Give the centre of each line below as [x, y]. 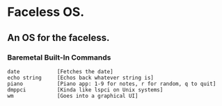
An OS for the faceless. [58, 38]
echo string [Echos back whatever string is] [81, 78]
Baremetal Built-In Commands [59, 58]
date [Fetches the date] [60, 71]
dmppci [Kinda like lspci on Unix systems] [85, 90]
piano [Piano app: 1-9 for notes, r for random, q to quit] [112, 84]
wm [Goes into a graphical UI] [73, 96]
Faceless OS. [46, 12]
